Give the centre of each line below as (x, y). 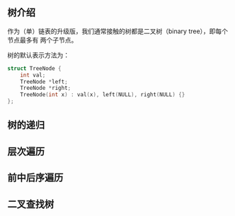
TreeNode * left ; (44, 81)
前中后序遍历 (35, 178)
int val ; (33, 75)
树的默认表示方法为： (38, 55)
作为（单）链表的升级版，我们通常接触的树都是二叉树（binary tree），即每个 (118, 31)
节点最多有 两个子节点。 (42, 40)
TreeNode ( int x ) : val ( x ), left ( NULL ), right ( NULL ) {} (103, 95)
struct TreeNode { (34, 68)
